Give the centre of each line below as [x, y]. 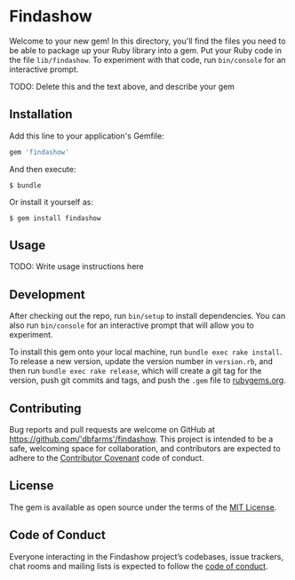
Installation [41, 114]
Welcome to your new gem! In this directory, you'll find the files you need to [147, 41]
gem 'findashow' [39, 152]
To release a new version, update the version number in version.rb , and [141, 362]
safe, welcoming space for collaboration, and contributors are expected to [145, 449]
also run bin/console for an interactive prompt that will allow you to [132, 325]
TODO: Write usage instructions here [76, 266]
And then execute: [43, 169]
